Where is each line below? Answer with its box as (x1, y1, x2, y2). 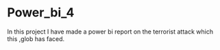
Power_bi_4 (7, 5, 75, 21)
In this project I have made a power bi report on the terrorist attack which (7, 27, 214, 36)
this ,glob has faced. (7, 34, 65, 42)
